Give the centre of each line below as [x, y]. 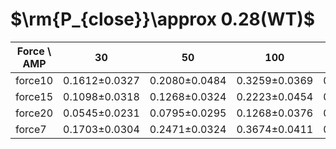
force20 [34, 113]
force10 [34, 80]
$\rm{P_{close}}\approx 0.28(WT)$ [163, 19]
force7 [31, 129]
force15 [34, 96]
